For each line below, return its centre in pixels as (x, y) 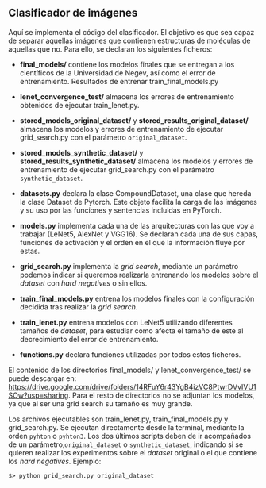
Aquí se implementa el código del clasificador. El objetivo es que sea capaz (131, 32)
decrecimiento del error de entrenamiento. (89, 339)
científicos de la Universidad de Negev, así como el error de (118, 73)
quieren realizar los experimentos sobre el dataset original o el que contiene (133, 452)
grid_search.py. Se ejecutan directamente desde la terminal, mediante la (126, 427)
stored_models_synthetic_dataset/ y (81, 152)
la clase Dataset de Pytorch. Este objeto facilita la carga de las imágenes (139, 202)
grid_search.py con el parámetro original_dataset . (103, 137)
